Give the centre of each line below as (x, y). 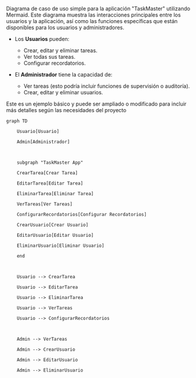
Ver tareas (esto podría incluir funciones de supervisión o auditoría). (107, 86)
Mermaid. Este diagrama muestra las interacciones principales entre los (94, 15)
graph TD (17, 121)
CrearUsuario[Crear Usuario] (53, 225)
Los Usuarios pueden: (42, 39)
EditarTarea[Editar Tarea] (50, 183)
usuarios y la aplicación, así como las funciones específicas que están (92, 21)
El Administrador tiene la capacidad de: (63, 74)
